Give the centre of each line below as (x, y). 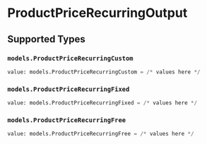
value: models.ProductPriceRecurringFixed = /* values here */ (102, 103)
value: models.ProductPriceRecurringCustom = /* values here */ (104, 72)
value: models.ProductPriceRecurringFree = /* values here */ (101, 134)
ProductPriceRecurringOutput (97, 13)
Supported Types (47, 39)
